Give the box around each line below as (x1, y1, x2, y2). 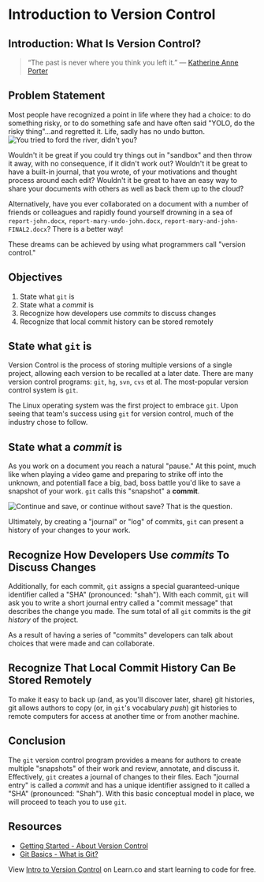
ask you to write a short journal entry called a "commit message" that (8, 598, 233, 608)
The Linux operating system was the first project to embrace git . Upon (8, 400, 239, 411)
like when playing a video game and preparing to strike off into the (8, 470, 224, 479)
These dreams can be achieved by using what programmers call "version (8, 239, 246, 249)
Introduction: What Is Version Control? (8, 37, 202, 50)
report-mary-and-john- (164, 217, 239, 225)
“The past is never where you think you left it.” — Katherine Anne (27, 58, 239, 67)
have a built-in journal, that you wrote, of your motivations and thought (8, 167, 238, 177)
